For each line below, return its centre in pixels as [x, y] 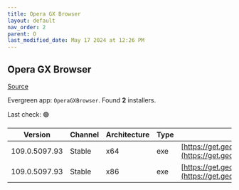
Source [18, 86]
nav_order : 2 [27, 27]
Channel [85, 134]
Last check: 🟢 [28, 114]
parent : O [22, 34]
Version [37, 134]
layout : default [31, 21]
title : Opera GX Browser [44, 14]
